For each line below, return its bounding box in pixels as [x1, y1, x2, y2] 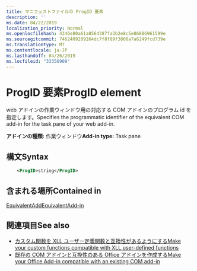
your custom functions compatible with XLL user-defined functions [14, 244, 179, 251]
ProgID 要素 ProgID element [6, 85, 141, 99]
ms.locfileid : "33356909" [6, 58, 70, 64]
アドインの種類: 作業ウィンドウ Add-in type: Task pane [6, 133, 141, 140]
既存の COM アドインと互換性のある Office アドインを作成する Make [14, 251, 182, 258]
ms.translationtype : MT [6, 42, 65, 48]
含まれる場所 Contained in [6, 186, 101, 196]
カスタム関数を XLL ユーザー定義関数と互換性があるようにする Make [14, 237, 181, 244]
